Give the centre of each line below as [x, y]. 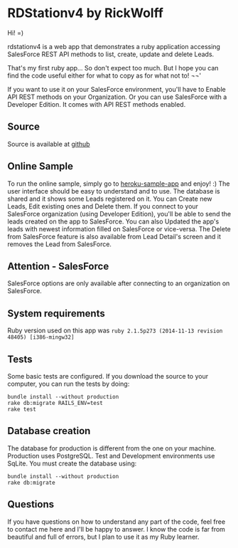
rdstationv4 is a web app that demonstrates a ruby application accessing [114, 46]
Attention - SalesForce [58, 266]
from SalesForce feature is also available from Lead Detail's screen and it [114, 236]
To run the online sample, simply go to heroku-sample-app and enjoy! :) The [119, 184]
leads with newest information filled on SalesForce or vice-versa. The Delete [119, 228]
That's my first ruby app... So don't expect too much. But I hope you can [113, 68]
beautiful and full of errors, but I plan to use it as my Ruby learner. [103, 537]
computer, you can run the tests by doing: [69, 384]
